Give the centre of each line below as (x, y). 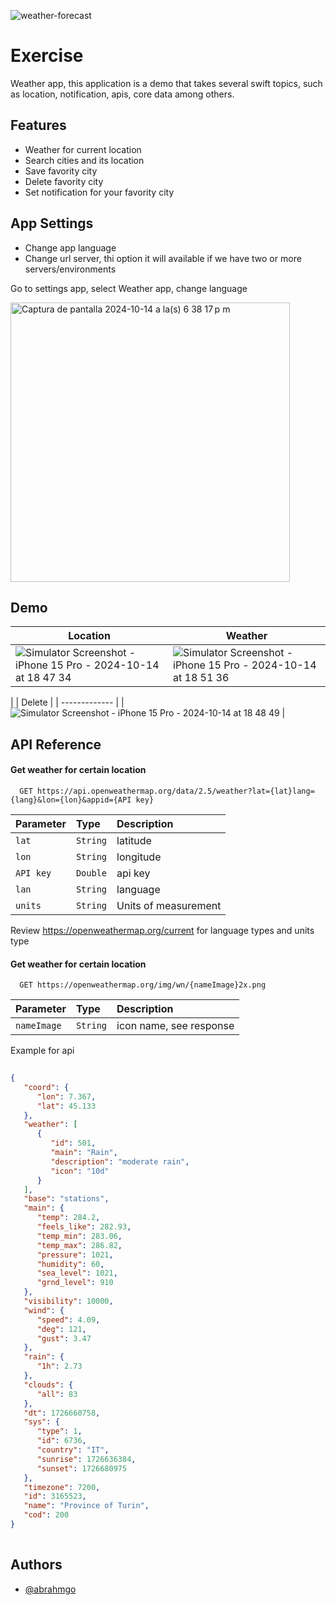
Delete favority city (64, 181)
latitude (134, 840)
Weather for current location (83, 149)
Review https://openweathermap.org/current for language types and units (162, 930)
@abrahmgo (50, 1589)
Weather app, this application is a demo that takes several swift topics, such (166, 83)
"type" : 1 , (59, 1431)
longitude (139, 857)
